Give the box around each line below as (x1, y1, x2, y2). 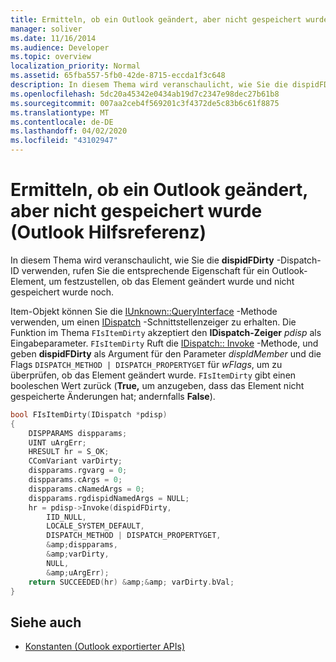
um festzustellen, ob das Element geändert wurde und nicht (48, 275, 295, 287)
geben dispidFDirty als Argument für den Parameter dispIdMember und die (10, 347, 322, 360)
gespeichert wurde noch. (10, 286, 115, 298)
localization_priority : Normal (10, 61, 141, 71)
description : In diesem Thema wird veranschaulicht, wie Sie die (10, 80, 288, 90)
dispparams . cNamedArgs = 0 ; (28, 484, 145, 494)
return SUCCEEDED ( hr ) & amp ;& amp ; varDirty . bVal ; (28, 577, 235, 587)
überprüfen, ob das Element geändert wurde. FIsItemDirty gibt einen (10, 369, 297, 381)
